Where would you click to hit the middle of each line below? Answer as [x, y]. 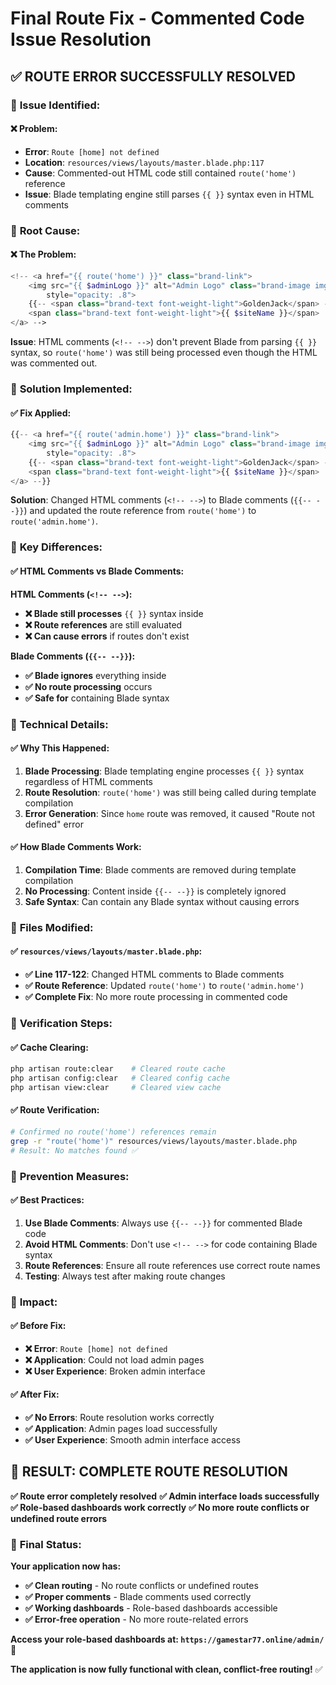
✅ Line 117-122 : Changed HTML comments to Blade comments [154, 974]
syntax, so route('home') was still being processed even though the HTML [164, 353]
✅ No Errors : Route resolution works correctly [119, 1418]
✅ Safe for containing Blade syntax [97, 698]
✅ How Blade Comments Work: [76, 847]
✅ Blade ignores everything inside [95, 675]
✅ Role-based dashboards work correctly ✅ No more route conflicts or [160, 1507]
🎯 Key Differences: [56, 547]
